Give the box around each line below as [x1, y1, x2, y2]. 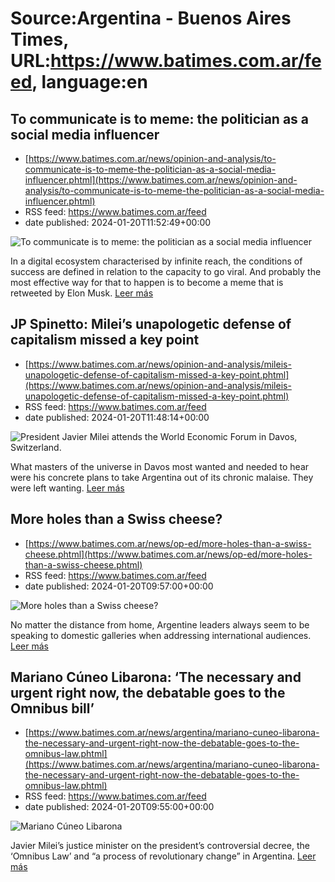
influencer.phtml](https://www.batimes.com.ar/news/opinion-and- [24, 174, 298, 186]
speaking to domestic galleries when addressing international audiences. [10, 629, 312, 641]
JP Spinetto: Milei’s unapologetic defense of [10, 316, 292, 333]
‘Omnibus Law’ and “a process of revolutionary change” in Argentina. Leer [10, 850, 317, 862]
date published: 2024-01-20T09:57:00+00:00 [24, 580, 214, 592]
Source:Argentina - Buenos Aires [10, 7, 292, 30]
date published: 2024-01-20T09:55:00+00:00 [24, 801, 215, 813]
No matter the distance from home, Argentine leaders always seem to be [10, 618, 310, 631]
